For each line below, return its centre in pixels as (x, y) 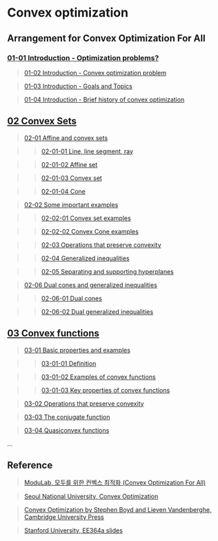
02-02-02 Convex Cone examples (90, 231)
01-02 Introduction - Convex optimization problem (95, 72)
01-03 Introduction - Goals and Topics (78, 86)
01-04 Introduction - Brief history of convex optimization (104, 99)
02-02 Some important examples (71, 204)
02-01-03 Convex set (71, 178)
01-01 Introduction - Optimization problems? (83, 58)
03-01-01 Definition (69, 363)
